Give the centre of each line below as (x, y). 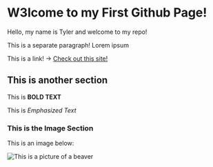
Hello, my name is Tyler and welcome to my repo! (77, 32)
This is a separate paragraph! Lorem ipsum (68, 45)
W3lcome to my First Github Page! (107, 13)
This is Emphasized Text (42, 110)
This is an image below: (41, 144)
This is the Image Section (50, 128)
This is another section (58, 80)
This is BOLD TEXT (34, 97)
